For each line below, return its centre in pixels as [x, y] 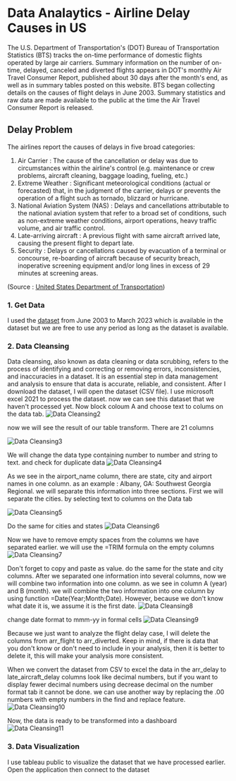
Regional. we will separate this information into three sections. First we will [115, 491]
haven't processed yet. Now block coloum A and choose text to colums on [115, 407]
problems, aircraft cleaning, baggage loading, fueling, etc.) [103, 175]
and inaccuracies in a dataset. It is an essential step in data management [113, 376]
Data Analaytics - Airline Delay [99, 13]
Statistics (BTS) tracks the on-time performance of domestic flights [105, 55]
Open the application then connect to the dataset [79, 769]
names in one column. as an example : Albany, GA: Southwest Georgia [109, 484]
